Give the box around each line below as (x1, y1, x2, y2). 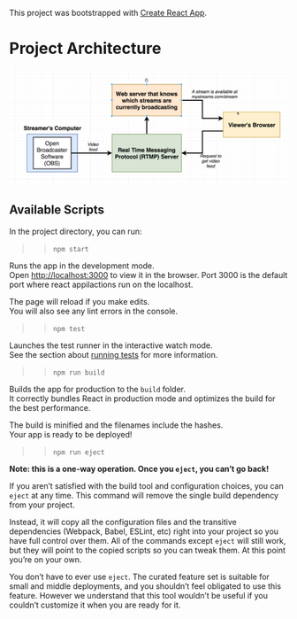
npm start (52, 244, 90, 253)
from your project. (9, 499, 75, 510)
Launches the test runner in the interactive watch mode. (9, 340, 214, 351)
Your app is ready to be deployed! (9, 429, 133, 439)
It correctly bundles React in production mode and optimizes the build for (9, 393, 276, 404)
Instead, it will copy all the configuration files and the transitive (9, 516, 237, 527)
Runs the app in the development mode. (9, 260, 155, 271)
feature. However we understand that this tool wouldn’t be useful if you (9, 590, 268, 600)
